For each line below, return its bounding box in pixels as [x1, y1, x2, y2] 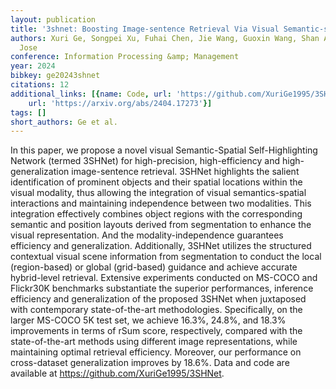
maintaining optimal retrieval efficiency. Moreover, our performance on [10, 346, 302, 358]
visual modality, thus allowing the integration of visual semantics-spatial [10, 187, 307, 199]
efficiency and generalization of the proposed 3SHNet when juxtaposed [10, 293, 307, 305]
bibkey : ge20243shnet [10, 71, 101, 81]
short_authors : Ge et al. [10, 117, 118, 127]
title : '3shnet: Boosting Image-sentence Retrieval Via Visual [10, 24, 280, 34]
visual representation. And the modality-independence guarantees [10, 229, 284, 241]
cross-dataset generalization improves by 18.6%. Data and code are [10, 357, 290, 369]
